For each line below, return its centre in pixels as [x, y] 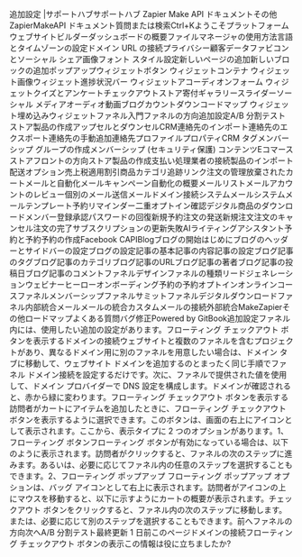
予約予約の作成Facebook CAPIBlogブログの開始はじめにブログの [145, 239]
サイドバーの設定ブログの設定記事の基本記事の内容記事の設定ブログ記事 [159, 251]
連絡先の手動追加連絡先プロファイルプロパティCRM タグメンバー [169, 138]
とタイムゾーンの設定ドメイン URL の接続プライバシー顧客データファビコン [149, 48]
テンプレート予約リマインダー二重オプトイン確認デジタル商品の [143, 205]
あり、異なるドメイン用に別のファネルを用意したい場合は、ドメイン [151, 352]
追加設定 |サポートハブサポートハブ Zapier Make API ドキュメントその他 [143, 14]
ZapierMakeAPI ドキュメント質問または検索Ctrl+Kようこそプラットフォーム [150, 25]
